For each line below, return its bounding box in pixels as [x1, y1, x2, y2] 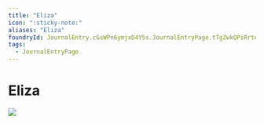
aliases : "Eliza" [8, 26, 65, 34]
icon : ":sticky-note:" [8, 19, 82, 27]
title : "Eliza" [8, 11, 58, 20]
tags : [8, 41, 26, 49]
